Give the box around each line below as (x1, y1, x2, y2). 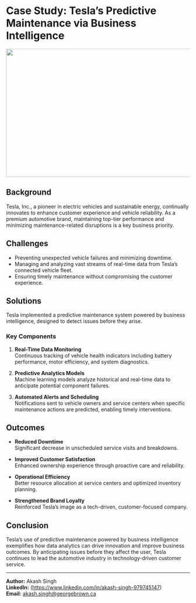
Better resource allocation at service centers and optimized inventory (14, 479, 181, 487)
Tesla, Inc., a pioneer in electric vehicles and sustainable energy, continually (6, 203, 189, 210)
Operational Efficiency (14, 473, 71, 481)
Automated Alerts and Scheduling (14, 393, 99, 400)
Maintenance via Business (6, 16, 136, 30)
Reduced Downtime (14, 438, 64, 445)
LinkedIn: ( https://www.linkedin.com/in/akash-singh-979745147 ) (6, 584, 162, 591)
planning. (14, 486, 37, 493)
